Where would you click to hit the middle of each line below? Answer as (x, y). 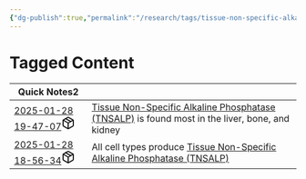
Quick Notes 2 (48, 92)
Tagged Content (72, 62)
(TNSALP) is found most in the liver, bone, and (190, 118)
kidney (106, 130)
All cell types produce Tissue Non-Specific (184, 146)
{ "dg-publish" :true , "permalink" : (73, 18)
